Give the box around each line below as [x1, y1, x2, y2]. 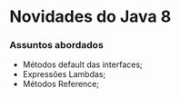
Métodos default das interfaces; [22, 59, 143, 70]
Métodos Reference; [22, 79, 100, 90]
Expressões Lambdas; [22, 69, 106, 80]
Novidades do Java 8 [9, 6, 172, 27]
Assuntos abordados [9, 39, 105, 52]
